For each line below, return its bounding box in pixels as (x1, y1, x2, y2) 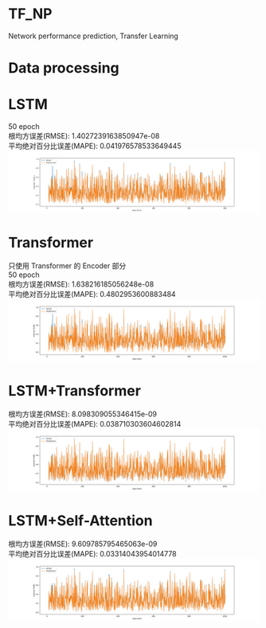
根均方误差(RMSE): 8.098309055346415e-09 (8, 409, 158, 419)
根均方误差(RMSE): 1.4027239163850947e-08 (8, 131, 160, 141)
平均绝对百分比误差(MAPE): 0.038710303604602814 (8, 419, 182, 428)
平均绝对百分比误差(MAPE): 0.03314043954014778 (8, 548, 177, 558)
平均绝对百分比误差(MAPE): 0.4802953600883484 (8, 290, 177, 298)
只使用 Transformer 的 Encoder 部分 (8, 261, 127, 271)
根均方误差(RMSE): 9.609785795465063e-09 (8, 539, 158, 548)
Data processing (8, 59, 119, 77)
